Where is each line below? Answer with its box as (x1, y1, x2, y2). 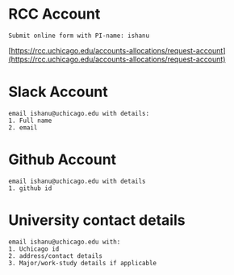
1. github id (8, 184, 52, 192)
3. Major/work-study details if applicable (8, 259, 157, 267)
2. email (8, 123, 38, 132)
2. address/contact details (8, 252, 103, 260)
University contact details (8, 211, 186, 229)
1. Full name (8, 116, 52, 125)
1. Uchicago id (8, 244, 60, 253)
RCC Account (8, 5, 101, 23)
